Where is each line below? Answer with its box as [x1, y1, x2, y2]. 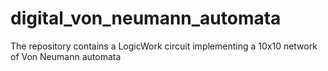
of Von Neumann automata [10, 50, 122, 62]
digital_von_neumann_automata [10, 7, 282, 30]
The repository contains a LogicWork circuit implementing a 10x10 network [10, 40, 318, 52]
